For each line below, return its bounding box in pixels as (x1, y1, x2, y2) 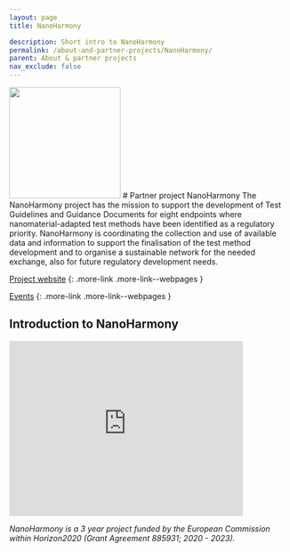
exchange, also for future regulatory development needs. (9, 256, 218, 267)
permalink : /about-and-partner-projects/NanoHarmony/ (9, 45, 213, 54)
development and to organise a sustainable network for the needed (9, 247, 256, 257)
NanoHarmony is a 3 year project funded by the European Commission (9, 523, 271, 534)
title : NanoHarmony (9, 21, 82, 30)
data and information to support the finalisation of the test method (9, 238, 252, 248)
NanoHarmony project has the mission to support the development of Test (9, 199, 282, 210)
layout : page (9, 12, 58, 22)
